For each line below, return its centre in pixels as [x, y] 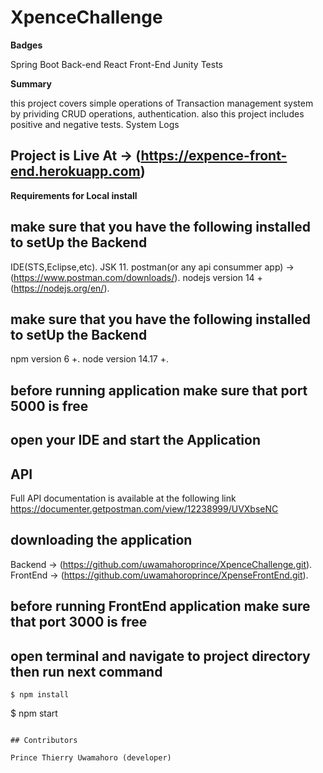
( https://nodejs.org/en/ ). [60, 288]
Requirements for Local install [74, 195]
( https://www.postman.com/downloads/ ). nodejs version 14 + [136, 277]
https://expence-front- [214, 156]
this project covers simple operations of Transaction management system [162, 103]
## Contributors [44, 740]
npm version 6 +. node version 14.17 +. [89, 359]
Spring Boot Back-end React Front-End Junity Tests [116, 64]
